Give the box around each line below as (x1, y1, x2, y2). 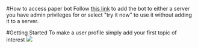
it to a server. (6, 18, 39, 24)
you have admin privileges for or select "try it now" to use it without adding (6, 11, 193, 18)
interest (6, 36, 25, 43)
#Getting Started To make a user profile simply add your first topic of (6, 29, 178, 36)
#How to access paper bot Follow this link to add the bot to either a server (6, 5, 190, 12)
